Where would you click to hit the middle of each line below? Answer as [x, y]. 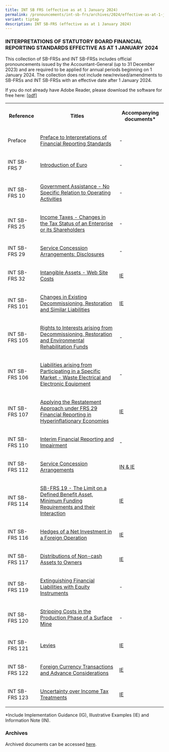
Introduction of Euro [64, 165]
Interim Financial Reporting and [77, 439]
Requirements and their [68, 507]
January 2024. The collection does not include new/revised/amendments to [84, 75]
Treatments [54, 697]
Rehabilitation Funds [64, 347]
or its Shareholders [62, 229]
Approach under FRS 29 [69, 408]
